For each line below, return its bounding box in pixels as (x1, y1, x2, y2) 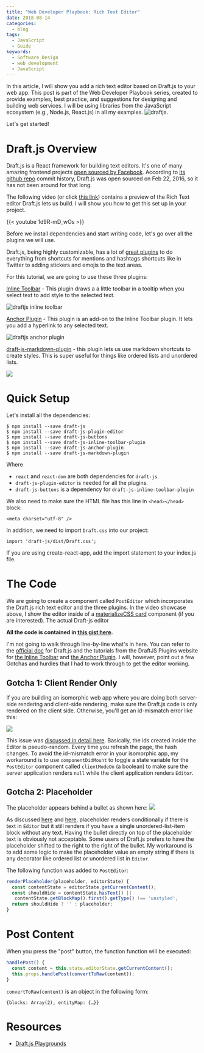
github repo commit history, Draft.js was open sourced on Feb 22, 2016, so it (6, 175, 199, 182)
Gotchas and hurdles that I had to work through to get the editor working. (6, 660, 190, 667)
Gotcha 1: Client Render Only (6, 678, 118, 688)
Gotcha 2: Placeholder (6, 787, 93, 797)
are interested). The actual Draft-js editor (6, 617, 110, 624)
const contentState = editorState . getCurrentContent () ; (12, 884, 157, 890)
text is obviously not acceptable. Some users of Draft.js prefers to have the (6, 835, 194, 843)
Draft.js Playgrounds (15, 1040, 67, 1047)
